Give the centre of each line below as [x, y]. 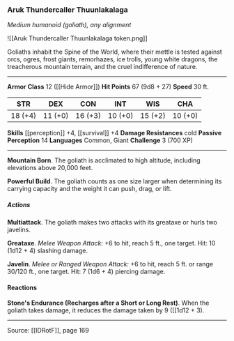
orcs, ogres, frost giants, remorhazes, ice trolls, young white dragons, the [112, 59]
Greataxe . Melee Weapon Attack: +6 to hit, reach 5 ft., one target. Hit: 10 [111, 243]
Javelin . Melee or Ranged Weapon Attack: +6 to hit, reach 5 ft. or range [110, 264]
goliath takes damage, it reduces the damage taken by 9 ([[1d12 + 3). [106, 310]
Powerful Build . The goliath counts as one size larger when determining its [115, 181]
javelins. [19, 230]
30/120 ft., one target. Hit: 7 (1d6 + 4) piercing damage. [86, 272]
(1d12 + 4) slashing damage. [48, 251]
